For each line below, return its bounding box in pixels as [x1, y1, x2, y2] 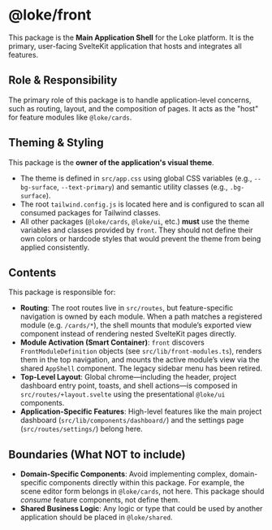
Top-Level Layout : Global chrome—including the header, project [19, 372, 237, 382]
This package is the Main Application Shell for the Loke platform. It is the [8, 33, 254, 42]
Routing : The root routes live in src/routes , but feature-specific [19, 303, 234, 313]
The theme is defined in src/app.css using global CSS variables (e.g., [19, 173, 253, 183]
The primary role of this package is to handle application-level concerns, [8, 95, 252, 105]
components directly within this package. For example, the [48, 478, 245, 488]
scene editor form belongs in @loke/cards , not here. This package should [19, 486, 265, 497]
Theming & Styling [8, 136, 104, 150]
